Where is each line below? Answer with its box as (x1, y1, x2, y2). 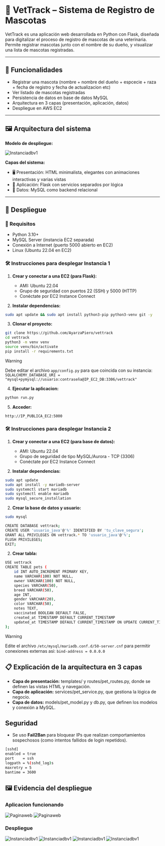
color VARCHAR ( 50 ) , (14, 601, 54, 606)
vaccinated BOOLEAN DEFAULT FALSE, (14, 611, 87, 616)
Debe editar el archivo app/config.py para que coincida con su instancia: (5, 367, 153, 373)
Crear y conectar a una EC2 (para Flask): (12, 273, 97, 279)
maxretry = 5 (5, 765, 32, 770)
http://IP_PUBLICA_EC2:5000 (5, 414, 63, 419)
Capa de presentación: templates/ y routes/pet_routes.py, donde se (12, 678, 151, 684)
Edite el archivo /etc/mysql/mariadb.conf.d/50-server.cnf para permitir (5, 643, 151, 649)
